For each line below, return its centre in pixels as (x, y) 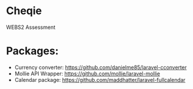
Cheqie (24, 11)
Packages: (32, 51)
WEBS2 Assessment (31, 27)
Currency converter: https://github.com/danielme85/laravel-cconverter (101, 67)
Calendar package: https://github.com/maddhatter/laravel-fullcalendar (100, 80)
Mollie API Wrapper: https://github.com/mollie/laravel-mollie (87, 73)
